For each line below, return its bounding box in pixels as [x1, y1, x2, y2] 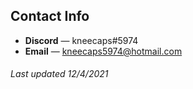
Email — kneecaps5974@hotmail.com [24, 45, 183, 57]
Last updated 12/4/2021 [10, 68, 109, 80]
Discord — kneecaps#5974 [24, 34, 139, 46]
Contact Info [10, 8, 90, 25]
